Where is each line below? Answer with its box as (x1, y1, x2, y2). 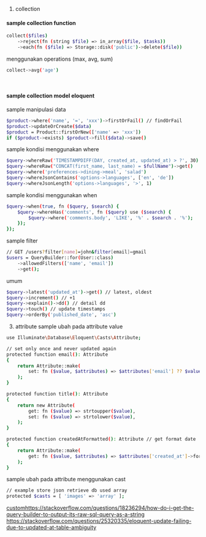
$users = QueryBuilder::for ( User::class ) (6, 255, 114, 261)
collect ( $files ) (6, 33, 48, 39)
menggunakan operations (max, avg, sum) (6, 55, 113, 62)
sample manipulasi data (6, 105, 66, 113)
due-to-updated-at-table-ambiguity (6, 524, 97, 531)
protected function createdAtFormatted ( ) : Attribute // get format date (6, 436, 196, 443)
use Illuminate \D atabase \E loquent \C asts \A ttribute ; (6, 335, 141, 341)
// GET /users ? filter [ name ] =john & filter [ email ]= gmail (6, 249, 147, 255)
